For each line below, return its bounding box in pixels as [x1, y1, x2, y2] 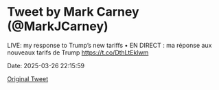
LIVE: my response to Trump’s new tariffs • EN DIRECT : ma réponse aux [7, 41, 212, 49]
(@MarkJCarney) [7, 18, 108, 34]
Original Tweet [7, 74, 49, 82]
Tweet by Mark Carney [7, 4, 139, 20]
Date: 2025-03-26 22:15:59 [7, 61, 84, 70]
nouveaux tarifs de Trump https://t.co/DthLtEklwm [7, 48, 149, 57]
